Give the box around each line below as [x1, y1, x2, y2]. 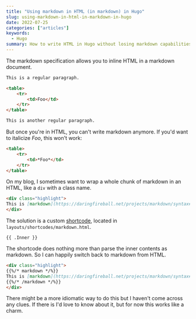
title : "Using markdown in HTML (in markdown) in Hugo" [6, 8, 145, 15]
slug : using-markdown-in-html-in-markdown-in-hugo [6, 14, 132, 20]
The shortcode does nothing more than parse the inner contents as [6, 245, 167, 252]
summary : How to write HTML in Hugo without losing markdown [6, 42, 158, 47]
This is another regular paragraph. [6, 118, 95, 124]
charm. [6, 307, 23, 314]
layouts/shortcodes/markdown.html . [6, 224, 92, 230]
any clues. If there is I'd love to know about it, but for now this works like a [6, 301, 184, 308]
